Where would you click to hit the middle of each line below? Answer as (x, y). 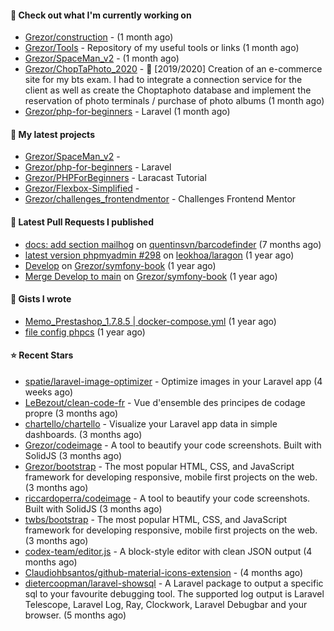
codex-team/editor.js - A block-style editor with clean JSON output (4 (168, 552)
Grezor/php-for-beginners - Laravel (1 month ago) (127, 112)
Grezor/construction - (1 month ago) (99, 37)
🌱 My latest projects (52, 134)
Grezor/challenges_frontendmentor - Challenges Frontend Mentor (160, 199)
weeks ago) (49, 392)
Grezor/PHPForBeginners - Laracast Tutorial (115, 178)
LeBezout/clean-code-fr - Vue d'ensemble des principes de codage (165, 403)
